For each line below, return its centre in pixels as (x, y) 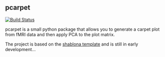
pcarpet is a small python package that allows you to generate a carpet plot (82, 29)
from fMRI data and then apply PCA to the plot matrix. (60, 34)
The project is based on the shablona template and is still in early (72, 44)
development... (20, 49)
